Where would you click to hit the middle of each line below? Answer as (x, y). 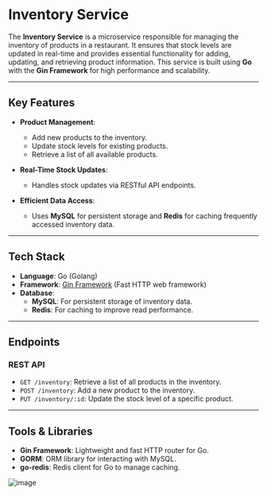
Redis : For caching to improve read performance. (112, 309)
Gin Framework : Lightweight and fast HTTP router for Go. (114, 451)
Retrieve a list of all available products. (95, 154)
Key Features (42, 103)
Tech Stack (37, 257)
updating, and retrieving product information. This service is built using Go (130, 62)
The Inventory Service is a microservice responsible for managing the (124, 37)
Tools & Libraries (50, 431)
